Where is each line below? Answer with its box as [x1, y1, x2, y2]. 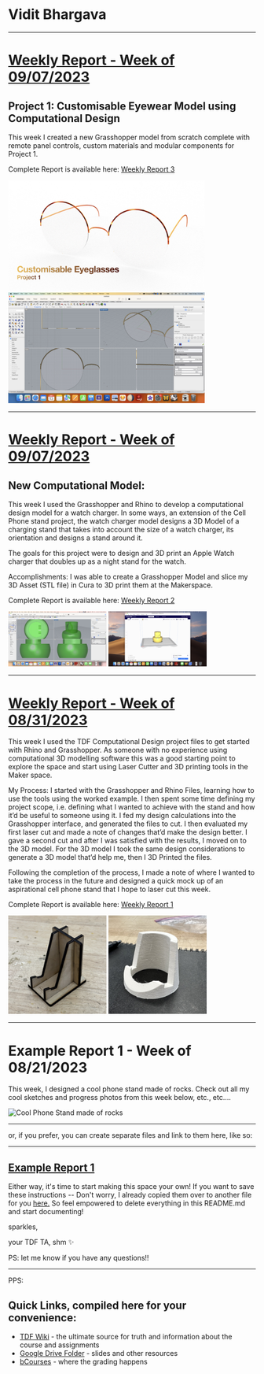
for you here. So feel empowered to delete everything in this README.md [8, 1198, 246, 1208]
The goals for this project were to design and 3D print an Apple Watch [8, 548, 235, 557]
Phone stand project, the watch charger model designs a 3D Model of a [8, 516, 240, 525]
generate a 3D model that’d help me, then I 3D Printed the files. [8, 853, 212, 862]
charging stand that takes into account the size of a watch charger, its [8, 524, 234, 534]
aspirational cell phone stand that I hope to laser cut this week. [8, 884, 211, 894]
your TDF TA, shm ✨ [8, 1238, 75, 1247]
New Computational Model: [8, 479, 145, 492]
